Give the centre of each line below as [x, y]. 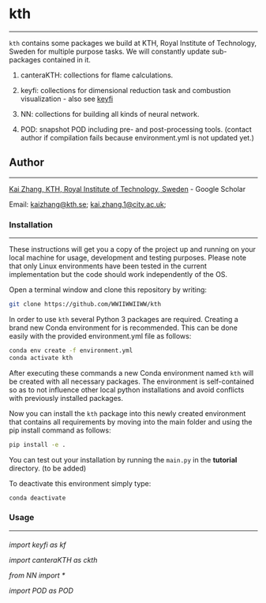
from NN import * [37, 575]
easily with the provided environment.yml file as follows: [100, 335]
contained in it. [67, 59]
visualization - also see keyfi [67, 99]
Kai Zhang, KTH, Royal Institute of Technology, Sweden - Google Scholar [127, 189]
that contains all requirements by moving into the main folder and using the [131, 421]
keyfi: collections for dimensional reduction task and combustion [126, 90]
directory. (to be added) [48, 468]
